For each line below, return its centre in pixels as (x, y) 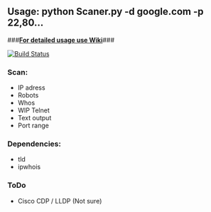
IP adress (31, 88)
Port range (33, 126)
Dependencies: (34, 144)
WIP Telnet (33, 110)
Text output (34, 118)
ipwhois (29, 167)
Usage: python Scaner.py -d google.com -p (105, 12)
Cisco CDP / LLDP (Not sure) (60, 201)
